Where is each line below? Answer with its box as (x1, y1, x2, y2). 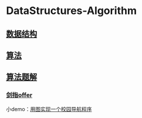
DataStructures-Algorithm (6, 4, 137, 18)
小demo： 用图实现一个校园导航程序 (6, 105, 92, 112)
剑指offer (6, 91, 33, 99)
